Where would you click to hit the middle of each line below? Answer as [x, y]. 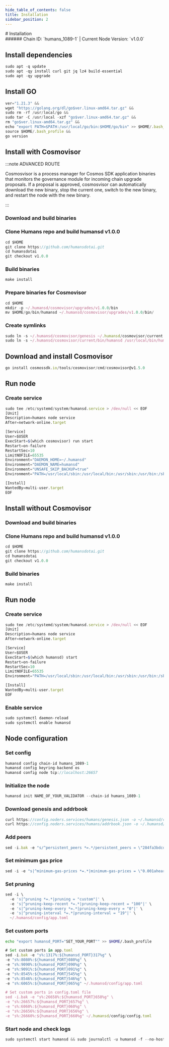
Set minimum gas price [34, 861]
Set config [18, 753]
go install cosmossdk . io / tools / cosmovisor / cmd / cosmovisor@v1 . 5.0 [75, 368]
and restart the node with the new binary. [48, 195]
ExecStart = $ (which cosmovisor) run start [49, 441]
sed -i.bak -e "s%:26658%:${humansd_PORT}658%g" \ [59, 997]
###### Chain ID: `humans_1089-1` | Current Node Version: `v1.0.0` [75, 39]
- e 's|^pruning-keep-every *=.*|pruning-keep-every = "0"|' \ [76, 909]
